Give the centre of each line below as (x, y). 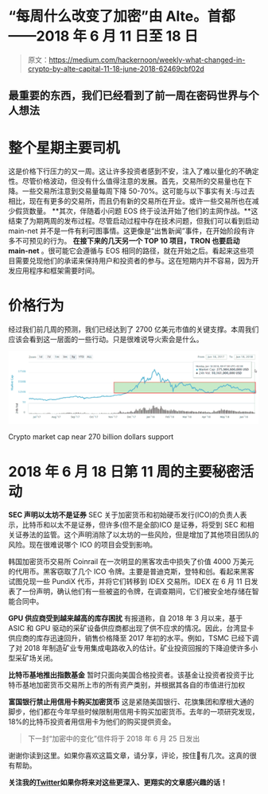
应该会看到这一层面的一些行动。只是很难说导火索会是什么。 (106, 340)
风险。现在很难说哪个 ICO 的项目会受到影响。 (83, 545)
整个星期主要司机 (64, 148)
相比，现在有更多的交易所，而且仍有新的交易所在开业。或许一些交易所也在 (130, 201)
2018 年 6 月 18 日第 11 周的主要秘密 (124, 471)
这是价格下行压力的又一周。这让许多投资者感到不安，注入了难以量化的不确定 (134, 171)
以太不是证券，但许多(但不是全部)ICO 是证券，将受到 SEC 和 (149, 525)
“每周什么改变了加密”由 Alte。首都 (122, 16)
